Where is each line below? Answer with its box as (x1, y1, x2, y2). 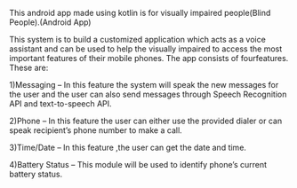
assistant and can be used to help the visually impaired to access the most (9, 43, 283, 54)
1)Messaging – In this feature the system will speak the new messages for (9, 80, 279, 90)
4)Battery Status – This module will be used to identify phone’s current (9, 160, 268, 169)
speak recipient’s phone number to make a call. (9, 125, 182, 136)
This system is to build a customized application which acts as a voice (9, 35, 267, 44)
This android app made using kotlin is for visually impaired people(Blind (9, 8, 271, 18)
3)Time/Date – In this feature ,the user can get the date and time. (9, 142, 247, 153)
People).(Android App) (9, 17, 92, 27)
